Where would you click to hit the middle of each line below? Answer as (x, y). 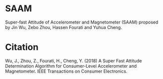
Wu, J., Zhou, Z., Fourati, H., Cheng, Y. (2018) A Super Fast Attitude (74, 61)
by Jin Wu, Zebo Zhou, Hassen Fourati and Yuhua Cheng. (63, 27)
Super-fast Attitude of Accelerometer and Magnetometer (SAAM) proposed (82, 22)
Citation (22, 47)
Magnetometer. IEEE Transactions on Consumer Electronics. (66, 71)
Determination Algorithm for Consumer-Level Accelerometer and (71, 66)
